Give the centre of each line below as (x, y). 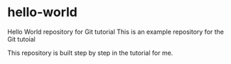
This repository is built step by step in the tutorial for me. (90, 53)
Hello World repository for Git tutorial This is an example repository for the (116, 32)
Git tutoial (21, 39)
